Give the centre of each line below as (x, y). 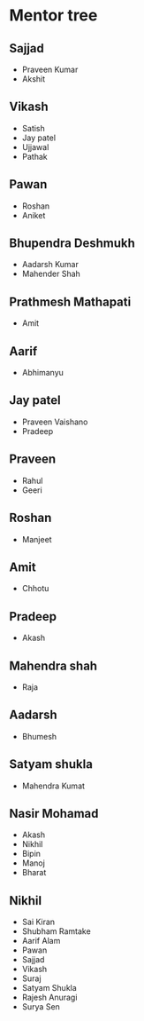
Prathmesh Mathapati (70, 301)
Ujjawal (35, 146)
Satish (34, 128)
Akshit (34, 79)
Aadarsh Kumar (50, 265)
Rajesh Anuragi (49, 997)
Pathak (35, 156)
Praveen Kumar (50, 69)
